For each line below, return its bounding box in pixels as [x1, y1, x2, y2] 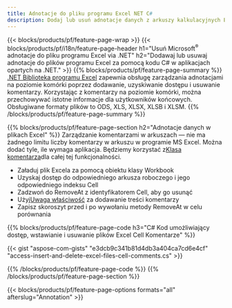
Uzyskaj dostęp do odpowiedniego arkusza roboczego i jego [17, 173, 191, 182]
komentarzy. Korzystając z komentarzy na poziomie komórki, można [7, 88, 202, 97]
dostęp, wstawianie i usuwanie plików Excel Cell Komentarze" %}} [7, 231, 195, 239]
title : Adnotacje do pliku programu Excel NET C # [7, 10, 153, 17]
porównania [17, 210, 52, 218]
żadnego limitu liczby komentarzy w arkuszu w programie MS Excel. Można [7, 138, 222, 146]
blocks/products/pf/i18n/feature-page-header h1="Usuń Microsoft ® [7, 43, 199, 52]
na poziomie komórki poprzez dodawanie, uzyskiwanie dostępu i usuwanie [7, 81, 221, 89]
